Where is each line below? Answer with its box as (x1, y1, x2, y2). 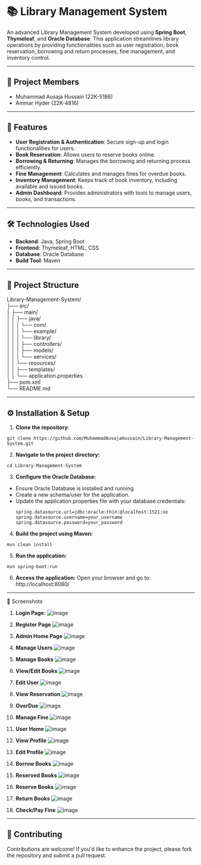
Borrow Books (15, 760, 51, 767)
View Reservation (15, 691, 61, 697)
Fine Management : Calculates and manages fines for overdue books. (15, 170, 187, 177)
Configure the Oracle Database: (15, 474, 96, 480)
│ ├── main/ (7, 309, 38, 316)
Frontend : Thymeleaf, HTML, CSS (15, 244, 99, 251)
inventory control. (7, 54, 50, 61)
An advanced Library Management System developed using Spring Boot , (7, 28, 187, 36)
